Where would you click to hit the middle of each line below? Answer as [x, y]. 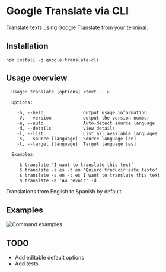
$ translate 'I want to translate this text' [76, 165]
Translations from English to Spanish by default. [65, 191]
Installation [27, 46]
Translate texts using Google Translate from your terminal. [77, 27]
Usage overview [37, 78]
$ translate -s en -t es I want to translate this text [90, 175]
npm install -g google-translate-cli [53, 60]
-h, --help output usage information [82, 112]
